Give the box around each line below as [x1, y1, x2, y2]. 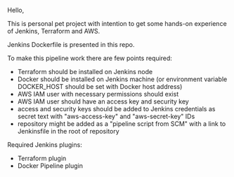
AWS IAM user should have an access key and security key [17, 97, 190, 106]
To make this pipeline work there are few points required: [7, 54, 172, 62]
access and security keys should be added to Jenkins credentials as [17, 105, 216, 113]
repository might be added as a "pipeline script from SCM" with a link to [17, 120, 226, 128]
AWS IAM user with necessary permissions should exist [17, 90, 179, 98]
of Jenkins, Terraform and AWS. [7, 27, 100, 35]
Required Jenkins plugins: [7, 141, 82, 149]
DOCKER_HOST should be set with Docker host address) [17, 83, 183, 90]
